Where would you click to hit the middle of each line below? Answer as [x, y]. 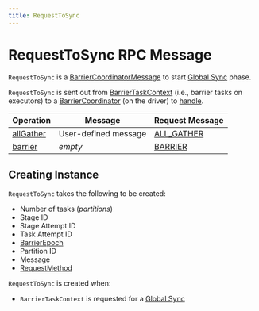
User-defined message [102, 133]
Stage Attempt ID [48, 226]
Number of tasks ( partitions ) [66, 209]
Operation [32, 120]
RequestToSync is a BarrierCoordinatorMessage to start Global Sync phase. [130, 77]
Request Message [189, 120]
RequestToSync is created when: [60, 283]
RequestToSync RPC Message [110, 54]
